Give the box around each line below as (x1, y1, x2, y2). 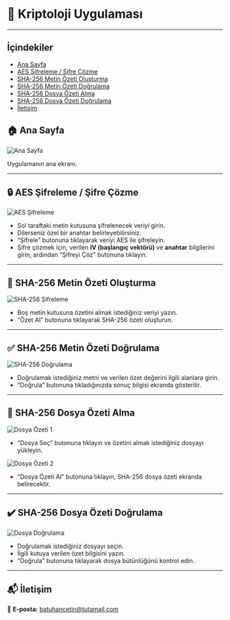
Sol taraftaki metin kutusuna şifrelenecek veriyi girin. (16, 222, 166, 230)
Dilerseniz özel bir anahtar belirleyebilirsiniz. (16, 229, 142, 237)
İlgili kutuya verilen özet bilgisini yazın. (16, 549, 125, 558)
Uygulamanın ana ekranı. (7, 159, 77, 167)
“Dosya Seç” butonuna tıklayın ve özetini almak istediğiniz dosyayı (16, 438, 204, 446)
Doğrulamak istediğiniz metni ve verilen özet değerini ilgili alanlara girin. (16, 374, 220, 381)
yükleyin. (16, 446, 43, 454)
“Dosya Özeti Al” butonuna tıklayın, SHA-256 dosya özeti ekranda (16, 473, 202, 481)
